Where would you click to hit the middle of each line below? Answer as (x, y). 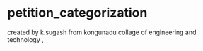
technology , (25, 39)
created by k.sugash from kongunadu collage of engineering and (102, 32)
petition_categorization (77, 13)
